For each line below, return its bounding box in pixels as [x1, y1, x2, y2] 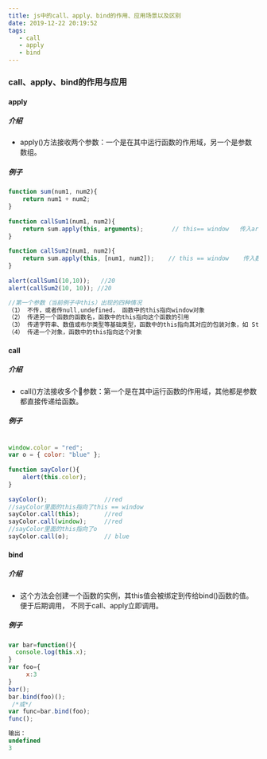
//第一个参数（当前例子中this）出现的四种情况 [8, 298, 142, 307]
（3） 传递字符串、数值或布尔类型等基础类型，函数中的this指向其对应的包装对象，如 [8, 321, 249, 329]
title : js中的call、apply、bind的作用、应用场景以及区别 [8, 11, 181, 20]
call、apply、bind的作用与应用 [8, 77, 127, 88]
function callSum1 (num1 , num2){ [8, 217, 115, 226]
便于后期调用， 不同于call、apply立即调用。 [19, 600, 163, 610]
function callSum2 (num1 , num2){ [8, 247, 115, 255]
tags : [8, 26, 26, 34]
